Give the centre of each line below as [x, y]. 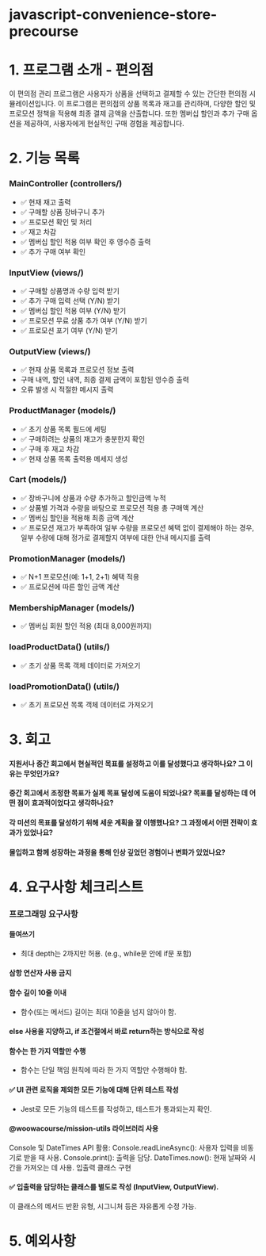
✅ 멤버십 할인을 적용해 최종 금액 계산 [77, 518]
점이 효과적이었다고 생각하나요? [65, 803]
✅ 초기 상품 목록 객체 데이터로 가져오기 [80, 665]
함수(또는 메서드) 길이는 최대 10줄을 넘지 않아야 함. [98, 1012]
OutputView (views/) [50, 351]
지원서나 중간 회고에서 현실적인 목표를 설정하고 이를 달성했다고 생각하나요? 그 [127, 764]
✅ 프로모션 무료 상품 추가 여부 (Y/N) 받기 [84, 320]
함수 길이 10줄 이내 [38, 993]
